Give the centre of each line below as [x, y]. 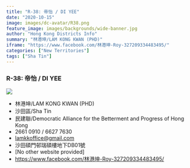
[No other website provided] [50, 152]
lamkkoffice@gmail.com [45, 138]
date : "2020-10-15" [30, 17]
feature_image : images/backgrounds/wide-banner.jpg [72, 28]
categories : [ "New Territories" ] [48, 51]
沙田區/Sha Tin [33, 111]
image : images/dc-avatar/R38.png [48, 23]
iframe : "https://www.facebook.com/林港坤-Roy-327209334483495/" [88, 45]
